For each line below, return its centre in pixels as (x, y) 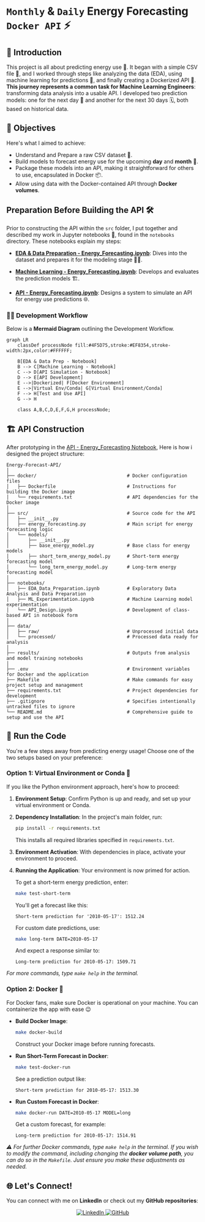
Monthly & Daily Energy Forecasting (97, 11)
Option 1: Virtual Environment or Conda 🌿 (69, 773)
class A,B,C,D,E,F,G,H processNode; (64, 409)
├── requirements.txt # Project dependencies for (102, 690)
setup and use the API (35, 717)
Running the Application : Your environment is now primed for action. (103, 870)
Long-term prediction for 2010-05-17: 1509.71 (76, 962)
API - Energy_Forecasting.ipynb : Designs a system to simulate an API (104, 292)
